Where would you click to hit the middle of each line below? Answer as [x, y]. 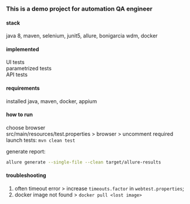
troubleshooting [26, 175]
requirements [23, 88]
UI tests [15, 62]
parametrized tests [29, 69]
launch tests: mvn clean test [41, 140]
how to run [20, 115]
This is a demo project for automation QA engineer [79, 9]
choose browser [26, 127]
